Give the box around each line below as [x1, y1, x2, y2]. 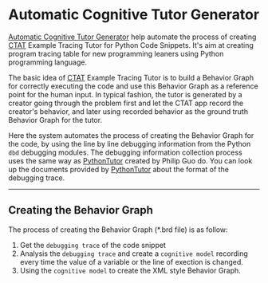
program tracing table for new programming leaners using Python [8, 49, 224, 58]
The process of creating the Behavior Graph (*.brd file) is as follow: [8, 225, 229, 234]
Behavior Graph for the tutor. [8, 115, 102, 124]
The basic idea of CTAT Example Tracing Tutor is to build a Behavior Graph [8, 73, 254, 82]
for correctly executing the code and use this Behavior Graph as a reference [8, 81, 258, 91]
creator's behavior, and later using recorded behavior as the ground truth [8, 106, 249, 116]
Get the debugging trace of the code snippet [19, 240, 166, 250]
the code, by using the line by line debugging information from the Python [8, 139, 251, 148]
